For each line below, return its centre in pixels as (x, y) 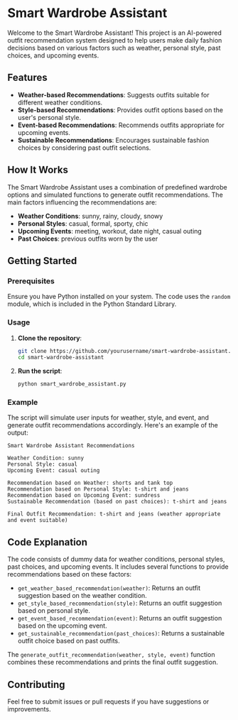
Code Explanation (47, 542)
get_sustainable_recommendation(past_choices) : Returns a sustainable (121, 633)
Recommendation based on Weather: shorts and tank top (90, 483)
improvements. (29, 709)
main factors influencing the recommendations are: (82, 202)
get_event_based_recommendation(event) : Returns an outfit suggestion (120, 618)
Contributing (36, 684)
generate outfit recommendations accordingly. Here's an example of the (113, 425)
